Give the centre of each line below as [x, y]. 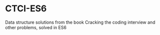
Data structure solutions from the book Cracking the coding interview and [80, 22]
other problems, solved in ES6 [36, 27]
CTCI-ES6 [26, 9]
